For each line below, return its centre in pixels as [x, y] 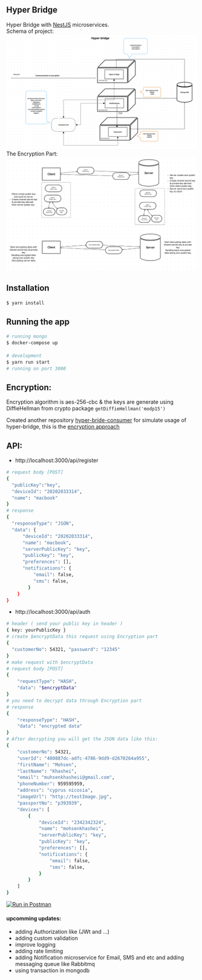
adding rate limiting [39, 951]
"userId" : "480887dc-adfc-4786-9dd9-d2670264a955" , [83, 758]
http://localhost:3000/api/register [57, 460]
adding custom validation [47, 938]
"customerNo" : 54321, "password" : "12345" [66, 649]
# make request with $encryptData [50, 662]
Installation [28, 288]
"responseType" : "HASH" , [48, 720]
